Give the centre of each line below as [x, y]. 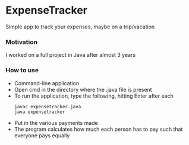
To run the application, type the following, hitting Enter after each [94, 96]
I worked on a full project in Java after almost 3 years [71, 55]
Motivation [22, 42]
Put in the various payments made [56, 123]
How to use [22, 70]
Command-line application [47, 83]
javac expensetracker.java [48, 107]
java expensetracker [40, 112]
